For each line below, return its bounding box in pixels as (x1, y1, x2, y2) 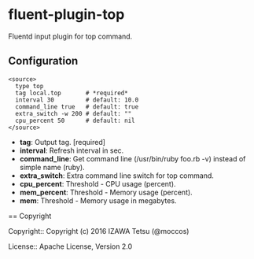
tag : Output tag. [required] (19, 137, 106, 146)
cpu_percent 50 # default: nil (15, 117, 135, 124)
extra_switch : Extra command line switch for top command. (19, 171, 215, 180)
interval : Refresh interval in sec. (19, 146, 124, 155)
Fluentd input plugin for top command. (8, 31, 133, 41)
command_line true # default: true (15, 102, 139, 111)
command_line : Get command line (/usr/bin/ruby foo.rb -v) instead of (19, 154, 246, 163)
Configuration (8, 54, 79, 68)
